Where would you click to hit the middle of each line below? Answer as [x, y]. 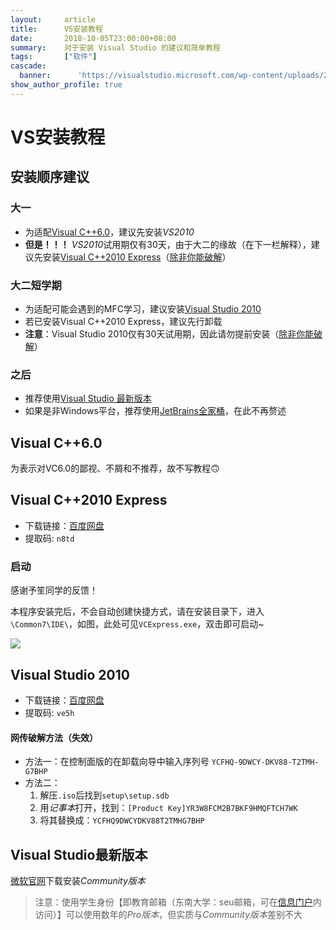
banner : [35, 76]
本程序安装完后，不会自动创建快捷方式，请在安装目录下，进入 [137, 612]
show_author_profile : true [66, 85]
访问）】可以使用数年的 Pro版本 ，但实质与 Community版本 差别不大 [168, 914]
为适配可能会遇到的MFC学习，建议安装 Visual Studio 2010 [143, 308]
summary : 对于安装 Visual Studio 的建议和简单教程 [116, 47]
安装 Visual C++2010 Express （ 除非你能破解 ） [137, 257]
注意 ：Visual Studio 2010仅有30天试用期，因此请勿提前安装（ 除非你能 [169, 333]
